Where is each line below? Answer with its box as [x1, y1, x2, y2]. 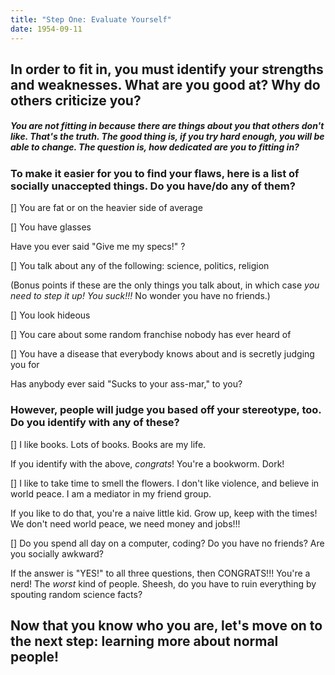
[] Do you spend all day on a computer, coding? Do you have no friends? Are [10, 537, 325, 549]
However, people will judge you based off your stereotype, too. [10, 403, 322, 417]
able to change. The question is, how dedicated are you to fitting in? [10, 141, 300, 153]
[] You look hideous [10, 309, 91, 321]
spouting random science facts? [10, 588, 143, 600]
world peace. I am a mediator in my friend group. [10, 487, 212, 500]
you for [10, 359, 40, 371]
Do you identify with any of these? [10, 416, 180, 430]
